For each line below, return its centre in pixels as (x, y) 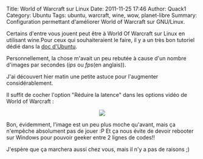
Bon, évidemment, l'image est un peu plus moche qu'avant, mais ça (91, 125)
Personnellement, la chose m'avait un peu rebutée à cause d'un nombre (96, 58)
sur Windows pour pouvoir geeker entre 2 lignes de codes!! (81, 137)
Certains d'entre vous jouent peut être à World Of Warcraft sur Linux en (96, 34)
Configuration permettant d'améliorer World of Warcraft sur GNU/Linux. (96, 22)
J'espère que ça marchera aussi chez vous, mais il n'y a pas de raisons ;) (98, 149)
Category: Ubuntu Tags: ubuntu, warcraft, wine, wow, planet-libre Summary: (102, 15)
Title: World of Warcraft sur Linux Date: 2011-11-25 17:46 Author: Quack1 (96, 9)
